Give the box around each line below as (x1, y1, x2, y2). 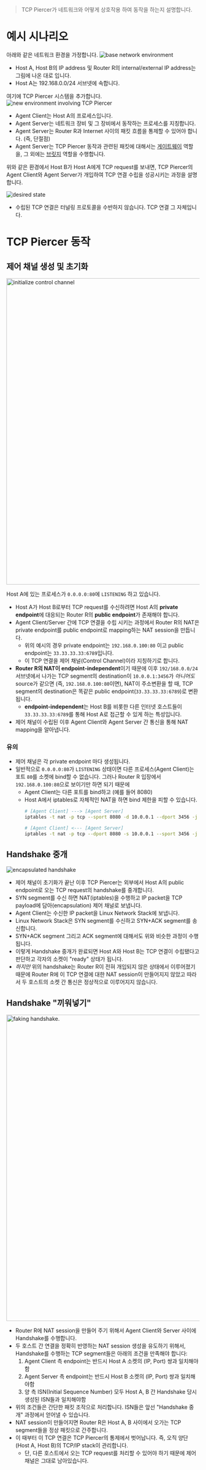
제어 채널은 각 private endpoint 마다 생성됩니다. (15, 758, 131, 765)
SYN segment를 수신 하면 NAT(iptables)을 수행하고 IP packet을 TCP (15, 894, 183, 901)
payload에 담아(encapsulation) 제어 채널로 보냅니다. (15, 901, 142, 909)
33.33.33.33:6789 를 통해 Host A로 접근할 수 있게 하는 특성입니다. (24, 710, 182, 718)
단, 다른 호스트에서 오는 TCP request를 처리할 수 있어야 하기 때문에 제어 (24, 1449, 196, 1457)
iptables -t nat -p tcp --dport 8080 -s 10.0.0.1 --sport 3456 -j (24, 830, 198, 837)
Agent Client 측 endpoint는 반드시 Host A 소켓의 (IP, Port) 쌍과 (24, 1357, 178, 1365)
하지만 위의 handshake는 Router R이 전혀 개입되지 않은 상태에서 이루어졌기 (15, 963, 196, 970)
